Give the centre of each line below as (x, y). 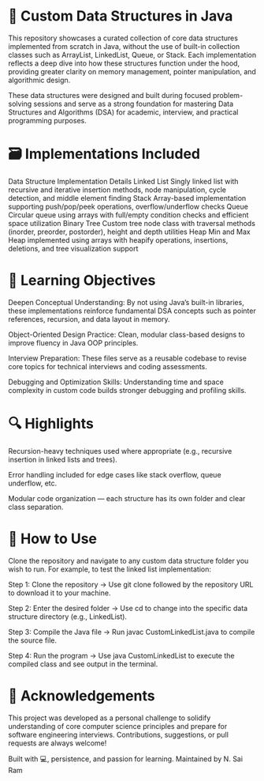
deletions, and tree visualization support (73, 248)
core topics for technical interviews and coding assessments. (108, 366)
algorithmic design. (39, 80)
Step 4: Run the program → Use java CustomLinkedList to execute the (121, 655)
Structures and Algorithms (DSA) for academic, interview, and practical (123, 112)
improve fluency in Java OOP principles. (73, 342)
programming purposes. (47, 120)
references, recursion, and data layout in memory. (89, 319)
